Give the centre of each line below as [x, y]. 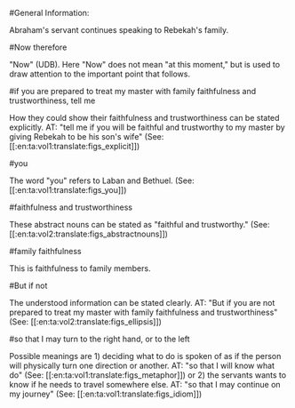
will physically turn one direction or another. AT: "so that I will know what [142, 365]
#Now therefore [38, 47]
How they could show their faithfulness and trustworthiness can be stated [144, 118]
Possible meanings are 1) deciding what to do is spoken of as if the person [145, 356]
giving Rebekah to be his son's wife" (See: [87, 136]
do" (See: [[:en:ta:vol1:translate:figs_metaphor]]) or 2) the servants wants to [148, 375]
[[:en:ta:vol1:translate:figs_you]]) [68, 190]
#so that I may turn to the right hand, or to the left [100, 339]
